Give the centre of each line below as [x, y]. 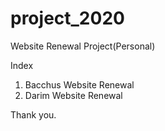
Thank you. [33, 114]
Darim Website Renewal [73, 95]
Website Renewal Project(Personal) [83, 46]
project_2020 [67, 18]
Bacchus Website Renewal [79, 84]
